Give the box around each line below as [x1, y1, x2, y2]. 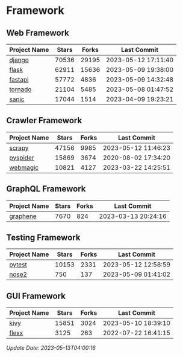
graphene [9, 212, 37, 220]
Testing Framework [6, 233, 81, 243]
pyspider [9, 153, 34, 162]
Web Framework [6, 28, 69, 38]
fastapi [9, 76, 29, 83]
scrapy [9, 143, 29, 152]
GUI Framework [6, 291, 66, 301]
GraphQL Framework [6, 184, 86, 194]
